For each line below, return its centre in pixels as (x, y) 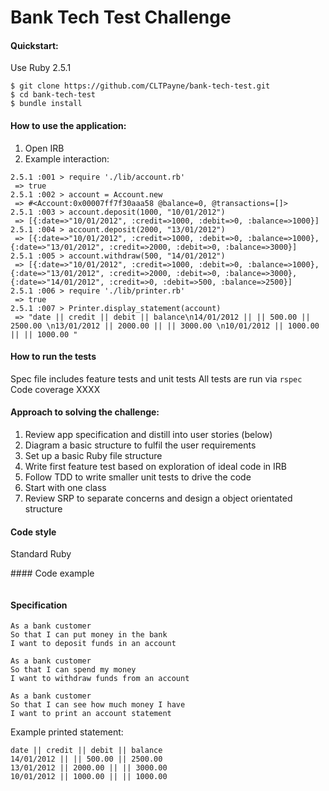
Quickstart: (34, 45)
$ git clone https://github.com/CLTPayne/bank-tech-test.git (140, 86)
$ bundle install (46, 104)
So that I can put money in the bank (89, 635)
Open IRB (44, 148)
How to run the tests (53, 357)
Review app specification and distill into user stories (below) (148, 434)
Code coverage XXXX (55, 389)
